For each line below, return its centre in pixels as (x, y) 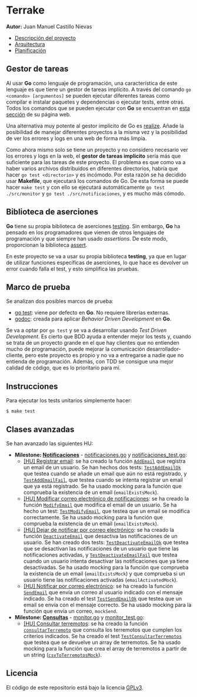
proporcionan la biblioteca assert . (47, 245)
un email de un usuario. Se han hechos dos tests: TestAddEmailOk (102, 467)
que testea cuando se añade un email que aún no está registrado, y (105, 473)
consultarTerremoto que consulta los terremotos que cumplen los (103, 630)
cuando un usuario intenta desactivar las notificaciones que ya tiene (106, 561)
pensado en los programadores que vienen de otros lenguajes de (85, 232)
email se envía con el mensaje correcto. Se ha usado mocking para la (107, 605)
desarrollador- (163, 349)
